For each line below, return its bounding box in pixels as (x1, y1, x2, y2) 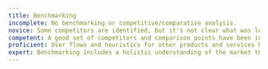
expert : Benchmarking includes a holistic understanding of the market (8, 48, 251, 56)
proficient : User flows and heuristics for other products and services (8, 41, 255, 49)
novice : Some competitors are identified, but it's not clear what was (8, 26, 251, 34)
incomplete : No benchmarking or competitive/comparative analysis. (8, 19, 238, 27)
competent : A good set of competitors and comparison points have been (8, 33, 251, 42)
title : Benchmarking (8, 11, 77, 20)
